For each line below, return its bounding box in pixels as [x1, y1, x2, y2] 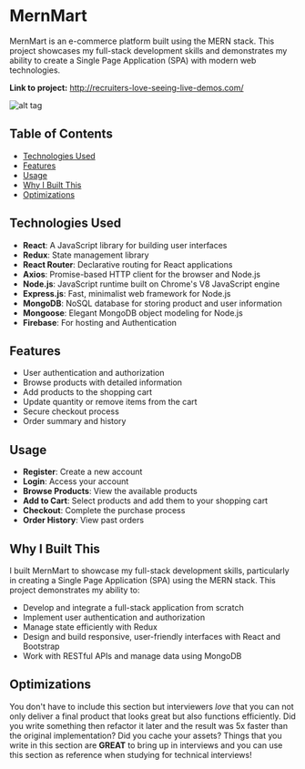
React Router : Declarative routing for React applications [22, 258, 233, 269]
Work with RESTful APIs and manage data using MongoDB [22, 651, 242, 661]
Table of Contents [9, 126, 114, 142]
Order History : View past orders [22, 515, 144, 526]
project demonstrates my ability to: [9, 584, 140, 595]
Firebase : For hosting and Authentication [22, 317, 178, 328]
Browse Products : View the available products [22, 486, 198, 497]
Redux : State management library [22, 249, 149, 260]
